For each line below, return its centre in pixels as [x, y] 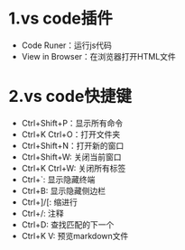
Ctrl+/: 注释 [42, 213]
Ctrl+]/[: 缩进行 [49, 202]
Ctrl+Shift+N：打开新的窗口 [73, 145]
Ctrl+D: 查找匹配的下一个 [68, 224]
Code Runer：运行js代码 [66, 45]
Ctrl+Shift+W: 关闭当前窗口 [72, 157]
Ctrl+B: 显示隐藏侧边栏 [63, 190]
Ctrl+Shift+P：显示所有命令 [72, 123]
